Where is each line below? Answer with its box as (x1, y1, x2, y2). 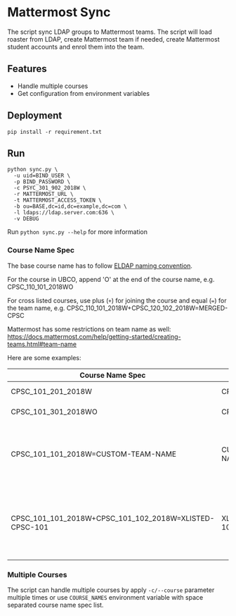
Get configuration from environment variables (17, 89, 150, 97)
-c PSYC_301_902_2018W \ (13, 185, 86, 192)
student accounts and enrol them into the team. (7, 42, 145, 51)
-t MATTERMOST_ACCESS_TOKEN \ (13, 197, 102, 204)
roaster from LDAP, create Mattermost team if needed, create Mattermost (7, 35, 220, 43)
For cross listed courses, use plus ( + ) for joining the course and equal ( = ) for (7, 296, 227, 304)
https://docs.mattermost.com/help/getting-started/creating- (7, 332, 181, 340)
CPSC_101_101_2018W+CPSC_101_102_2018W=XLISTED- (11, 513, 215, 523)
